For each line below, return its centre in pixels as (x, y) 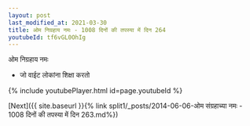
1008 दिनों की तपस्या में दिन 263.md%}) (63, 115)
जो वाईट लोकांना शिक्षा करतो (55, 75)
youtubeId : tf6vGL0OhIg (47, 37)
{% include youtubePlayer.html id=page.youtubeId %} (96, 91)
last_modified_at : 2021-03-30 (58, 23)
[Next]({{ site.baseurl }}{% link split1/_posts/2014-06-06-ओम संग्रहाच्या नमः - (125, 106)
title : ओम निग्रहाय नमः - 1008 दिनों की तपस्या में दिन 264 (87, 30)
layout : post (29, 15)
